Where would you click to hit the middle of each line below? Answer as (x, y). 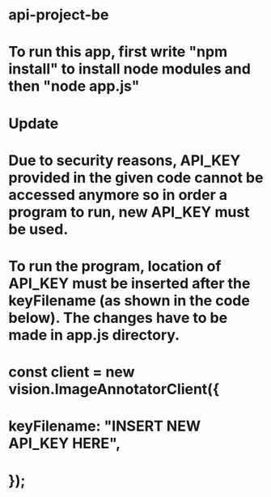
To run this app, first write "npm (118, 52)
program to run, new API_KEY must (129, 212)
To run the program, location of (115, 266)
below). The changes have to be (118, 318)
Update (34, 123)
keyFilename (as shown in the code (129, 300)
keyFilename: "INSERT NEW (105, 426)
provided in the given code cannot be (136, 178)
